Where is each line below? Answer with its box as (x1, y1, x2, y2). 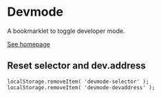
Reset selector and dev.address (7, 60, 147, 72)
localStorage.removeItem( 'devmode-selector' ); (7, 78, 149, 85)
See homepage (7, 40, 50, 48)
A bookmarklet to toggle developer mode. (7, 27, 125, 35)
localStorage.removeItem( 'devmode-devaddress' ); (7, 84, 155, 91)
